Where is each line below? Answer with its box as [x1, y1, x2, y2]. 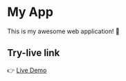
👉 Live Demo [7, 66, 47, 74]
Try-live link [7, 47, 60, 59]
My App [7, 4, 54, 20]
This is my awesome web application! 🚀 [7, 27, 120, 35]
